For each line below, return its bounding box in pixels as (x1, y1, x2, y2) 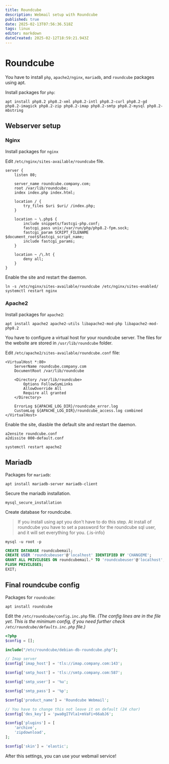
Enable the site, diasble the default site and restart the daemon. (5, 421, 137, 427)
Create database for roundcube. (5, 509, 72, 515)
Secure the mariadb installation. (5, 490, 71, 496)
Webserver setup (5, 122, 61, 130)
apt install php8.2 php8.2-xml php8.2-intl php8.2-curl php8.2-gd (5, 99, 147, 104)
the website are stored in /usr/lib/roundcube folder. (5, 340, 113, 346)
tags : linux (5, 26, 30, 31)
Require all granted (23, 390, 66, 395)
